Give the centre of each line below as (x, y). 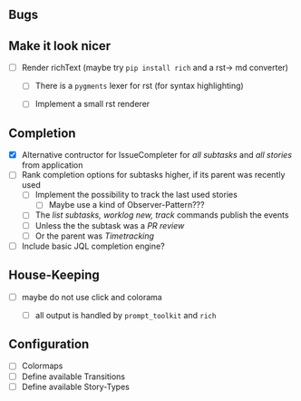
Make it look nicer (60, 46)
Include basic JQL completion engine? (93, 246)
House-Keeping (54, 275)
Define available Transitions (73, 377)
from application (52, 165)
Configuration (49, 344)
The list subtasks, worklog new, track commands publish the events (162, 215)
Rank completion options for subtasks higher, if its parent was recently (153, 175)
